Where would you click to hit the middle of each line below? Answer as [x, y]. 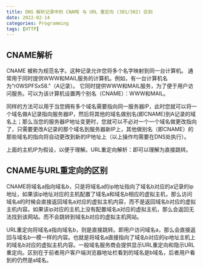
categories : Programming [38, 23]
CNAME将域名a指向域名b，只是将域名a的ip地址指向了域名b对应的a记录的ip [100, 186]
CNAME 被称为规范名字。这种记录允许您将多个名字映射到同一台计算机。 [96, 71]
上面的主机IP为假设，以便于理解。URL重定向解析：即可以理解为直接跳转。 [99, 150]
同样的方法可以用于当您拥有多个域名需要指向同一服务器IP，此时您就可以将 [99, 106]
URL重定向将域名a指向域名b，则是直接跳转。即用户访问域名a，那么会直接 [98, 230]
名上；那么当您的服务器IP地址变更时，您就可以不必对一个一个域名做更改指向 [101, 121]
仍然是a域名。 [34, 260]
